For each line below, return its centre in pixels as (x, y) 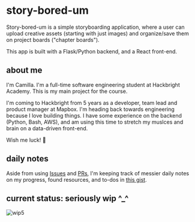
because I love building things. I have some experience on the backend (94, 115)
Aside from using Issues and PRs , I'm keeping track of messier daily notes (98, 173)
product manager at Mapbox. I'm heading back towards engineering (91, 109)
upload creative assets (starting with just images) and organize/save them (97, 33)
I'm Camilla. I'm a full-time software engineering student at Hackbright (93, 85)
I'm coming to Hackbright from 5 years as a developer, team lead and (92, 103)
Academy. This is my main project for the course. (67, 91)
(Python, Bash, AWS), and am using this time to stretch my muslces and (95, 122)
